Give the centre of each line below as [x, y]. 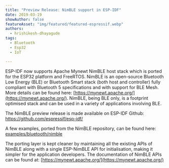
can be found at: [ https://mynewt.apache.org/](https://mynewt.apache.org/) [84, 159]
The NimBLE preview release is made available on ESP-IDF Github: [75, 113]
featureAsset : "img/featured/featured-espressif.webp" [64, 24]
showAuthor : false [25, 19]
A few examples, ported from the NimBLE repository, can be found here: [81, 128]
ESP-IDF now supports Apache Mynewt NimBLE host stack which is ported [84, 71]
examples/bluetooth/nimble [34, 134]
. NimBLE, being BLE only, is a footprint [108, 98]
